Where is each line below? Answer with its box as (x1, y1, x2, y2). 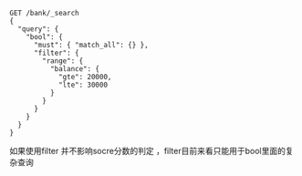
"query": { (17, 25, 59, 34)
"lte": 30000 (57, 80, 108, 89)
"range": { (42, 57, 84, 66)
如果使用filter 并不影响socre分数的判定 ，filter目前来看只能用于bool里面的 (9, 146, 286, 156)
